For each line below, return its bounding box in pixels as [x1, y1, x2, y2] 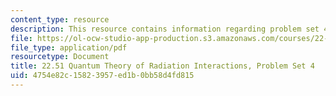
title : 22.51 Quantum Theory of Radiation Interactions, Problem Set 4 [10, 61, 315, 71]
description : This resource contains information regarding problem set [10, 24, 320, 34]
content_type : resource [10, 14, 110, 25]
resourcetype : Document [10, 52, 110, 62]
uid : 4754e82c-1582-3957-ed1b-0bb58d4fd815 [10, 71, 195, 81]
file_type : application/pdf [10, 42, 128, 53]
